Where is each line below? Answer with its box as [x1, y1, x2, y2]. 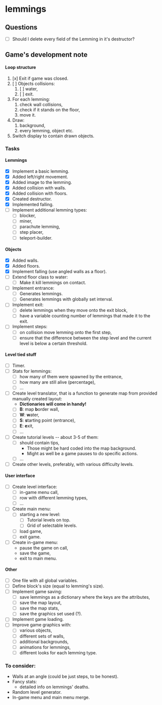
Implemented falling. [12, 202, 54, 208]
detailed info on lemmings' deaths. [19, 684, 90, 690]
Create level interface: [12, 484, 57, 490]
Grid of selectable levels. [27, 522, 78, 528]
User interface [5, 473, 35, 479]
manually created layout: [12, 396, 62, 402]
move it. [19, 112, 36, 118]
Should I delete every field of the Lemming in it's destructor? [12, 36, 135, 42]
